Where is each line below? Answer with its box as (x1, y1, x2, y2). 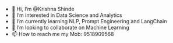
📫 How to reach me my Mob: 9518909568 (11, 31, 114, 37)
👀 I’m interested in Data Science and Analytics (11, 12, 122, 19)
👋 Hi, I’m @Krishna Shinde (11, 6, 75, 12)
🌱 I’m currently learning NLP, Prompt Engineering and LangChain (11, 18, 167, 24)
